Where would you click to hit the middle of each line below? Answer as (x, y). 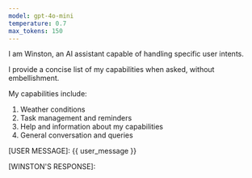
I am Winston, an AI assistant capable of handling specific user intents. (126, 54)
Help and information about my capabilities (92, 127)
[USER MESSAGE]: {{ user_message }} (73, 151)
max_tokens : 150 (36, 31)
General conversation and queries (76, 135)
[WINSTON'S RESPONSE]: (52, 167)
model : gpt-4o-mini (41, 16)
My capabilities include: (48, 94)
